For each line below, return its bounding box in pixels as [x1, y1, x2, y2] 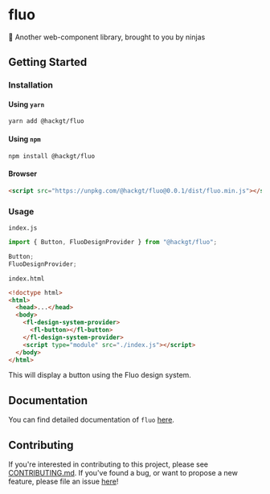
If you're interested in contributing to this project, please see [8, 459, 209, 469]
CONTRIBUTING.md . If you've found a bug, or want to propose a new [8, 468, 239, 478]
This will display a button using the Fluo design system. [8, 370, 191, 380]
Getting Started [8, 55, 88, 69]
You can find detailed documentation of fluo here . [8, 415, 175, 425]
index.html [8, 275, 45, 283]
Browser [8, 169, 38, 178]
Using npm [8, 134, 42, 144]
